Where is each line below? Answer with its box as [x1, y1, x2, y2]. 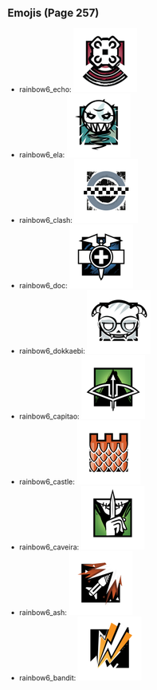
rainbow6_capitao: [18, 411, 80, 421]
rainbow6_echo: [18, 84, 73, 94]
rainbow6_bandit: [18, 672, 77, 682]
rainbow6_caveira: [18, 542, 80, 552]
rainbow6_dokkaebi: [18, 346, 85, 355]
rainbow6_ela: [18, 149, 65, 159]
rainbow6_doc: [18, 280, 69, 290]
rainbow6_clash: [18, 215, 73, 224]
